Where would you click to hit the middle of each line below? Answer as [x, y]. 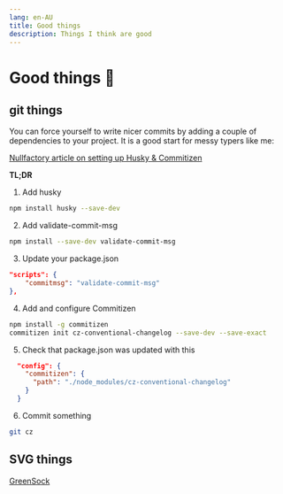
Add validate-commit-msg [69, 226]
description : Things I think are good [80, 34]
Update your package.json [70, 259]
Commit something [57, 415]
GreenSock [30, 481]
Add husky [42, 192]
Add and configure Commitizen [79, 308]
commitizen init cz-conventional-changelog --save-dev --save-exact [138, 333]
